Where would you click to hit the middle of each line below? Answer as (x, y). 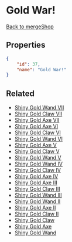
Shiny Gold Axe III (36, 183)
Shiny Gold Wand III (38, 195)
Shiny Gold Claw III (37, 189)
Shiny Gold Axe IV (36, 177)
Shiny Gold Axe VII (37, 120)
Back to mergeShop (30, 26)
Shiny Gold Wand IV (39, 164)
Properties (26, 45)
